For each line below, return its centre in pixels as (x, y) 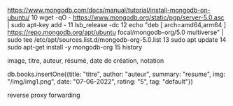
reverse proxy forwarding (44, 95)
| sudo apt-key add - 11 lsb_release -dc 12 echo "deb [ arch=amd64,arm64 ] (116, 25)
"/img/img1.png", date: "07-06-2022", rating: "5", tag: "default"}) (100, 82)
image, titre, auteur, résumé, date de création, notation (86, 61)
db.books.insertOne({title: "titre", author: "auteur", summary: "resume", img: (116, 74)
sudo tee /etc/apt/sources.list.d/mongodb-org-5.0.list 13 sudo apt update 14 (117, 40)
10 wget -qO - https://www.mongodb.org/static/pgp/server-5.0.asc (128, 17)
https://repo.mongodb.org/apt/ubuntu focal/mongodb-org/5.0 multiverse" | (115, 32)
